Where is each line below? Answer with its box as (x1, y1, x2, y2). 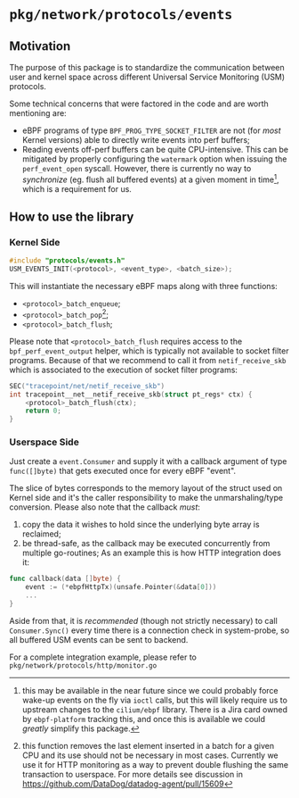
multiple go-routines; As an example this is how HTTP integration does (21, 547, 282, 559)
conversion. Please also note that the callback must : (9, 502, 200, 512)
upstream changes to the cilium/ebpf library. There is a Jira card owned (21, 703, 287, 715)
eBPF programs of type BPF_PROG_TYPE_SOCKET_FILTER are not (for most (21, 125, 282, 136)
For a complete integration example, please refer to (9, 652, 198, 662)
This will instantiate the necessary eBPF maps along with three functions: (9, 281, 278, 292)
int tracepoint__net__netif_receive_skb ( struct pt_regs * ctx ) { (9, 390, 253, 399)
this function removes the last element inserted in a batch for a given (21, 740, 275, 751)
